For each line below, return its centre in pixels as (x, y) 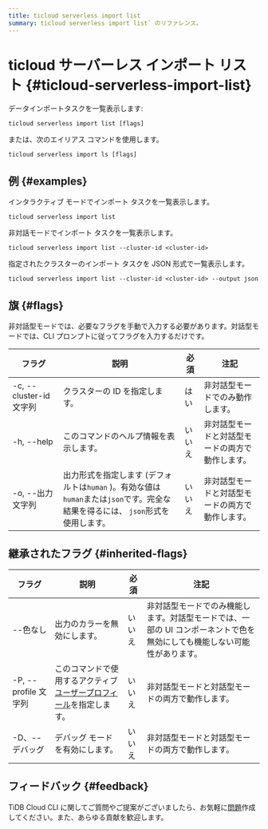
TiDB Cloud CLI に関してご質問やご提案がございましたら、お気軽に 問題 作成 (132, 807)
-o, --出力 (33, 494)
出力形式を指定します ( (106, 475)
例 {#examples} (48, 181)
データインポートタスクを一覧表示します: (76, 109)
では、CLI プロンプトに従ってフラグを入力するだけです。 (115, 336)
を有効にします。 (86, 749)
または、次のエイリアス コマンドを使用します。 (86, 140)
